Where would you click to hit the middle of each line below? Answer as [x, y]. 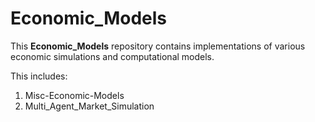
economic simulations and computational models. [112, 56]
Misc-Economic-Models [74, 95]
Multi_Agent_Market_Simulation [89, 106]
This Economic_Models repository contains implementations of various [158, 46]
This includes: [39, 76]
